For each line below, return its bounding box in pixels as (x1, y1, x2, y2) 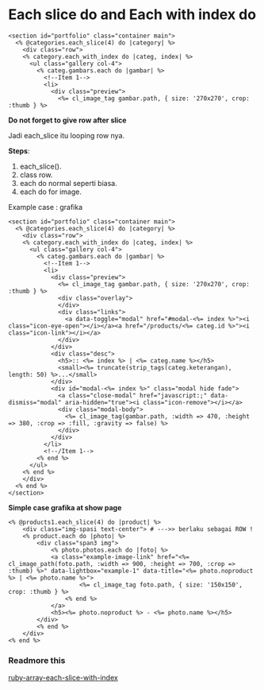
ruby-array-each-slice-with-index (8, 673, 119, 683)
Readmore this (8, 654, 66, 665)
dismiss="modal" (8, 398, 62, 406)
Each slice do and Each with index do (8, 6, 256, 24)
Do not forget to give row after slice (8, 115, 127, 125)
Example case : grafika (8, 202, 83, 211)
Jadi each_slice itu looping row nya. (8, 130, 125, 140)
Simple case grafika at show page (8, 502, 122, 512)
